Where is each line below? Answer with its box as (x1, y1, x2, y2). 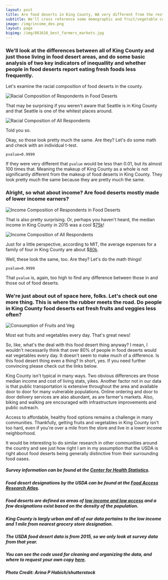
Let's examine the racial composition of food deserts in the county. (5, 83, 143, 89)
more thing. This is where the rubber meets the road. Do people (5, 298, 162, 305)
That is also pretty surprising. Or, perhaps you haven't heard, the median (5, 216, 155, 222)
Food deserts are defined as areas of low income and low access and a (5, 498, 157, 504)
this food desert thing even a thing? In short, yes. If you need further (5, 358, 146, 364)
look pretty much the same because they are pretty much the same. (5, 177, 145, 183)
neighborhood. (5, 430, 36, 436)
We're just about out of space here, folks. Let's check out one (5, 292, 158, 299)
